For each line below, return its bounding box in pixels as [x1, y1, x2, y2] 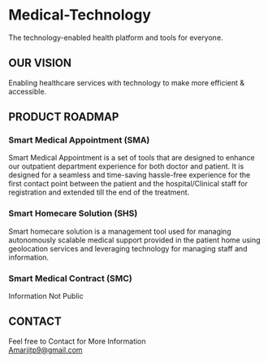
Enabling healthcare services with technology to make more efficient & [8, 77, 245, 87]
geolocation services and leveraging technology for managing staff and [8, 243, 248, 253]
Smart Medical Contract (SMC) [8, 273, 132, 284]
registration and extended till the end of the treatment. [8, 187, 190, 197]
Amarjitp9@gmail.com [8, 344, 83, 355]
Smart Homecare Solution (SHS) [8, 208, 138, 219]
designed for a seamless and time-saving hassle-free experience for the [8, 170, 251, 180]
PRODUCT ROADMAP [8, 110, 119, 124]
